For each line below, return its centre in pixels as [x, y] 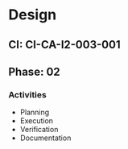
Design [33, 15]
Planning [35, 112]
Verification [39, 130]
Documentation [45, 138]
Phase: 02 [34, 71]
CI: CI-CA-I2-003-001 [64, 45]
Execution [37, 121]
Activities [27, 94]
